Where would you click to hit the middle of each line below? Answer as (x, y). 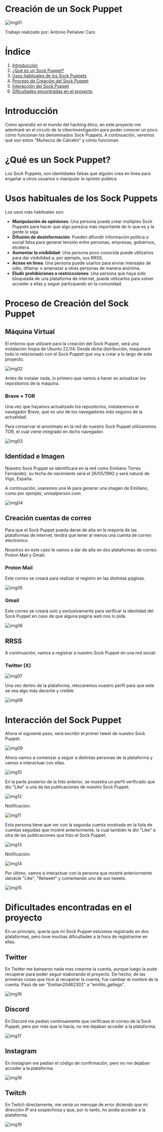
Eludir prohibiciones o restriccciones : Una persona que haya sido (79, 273)
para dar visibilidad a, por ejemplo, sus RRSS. (58, 258)
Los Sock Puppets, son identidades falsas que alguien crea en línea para (78, 173)
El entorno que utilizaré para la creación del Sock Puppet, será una (72, 344)
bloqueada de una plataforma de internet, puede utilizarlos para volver (83, 278)
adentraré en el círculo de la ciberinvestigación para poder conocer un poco (81, 130)
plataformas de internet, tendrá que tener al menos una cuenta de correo (78, 535)
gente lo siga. (26, 232)
